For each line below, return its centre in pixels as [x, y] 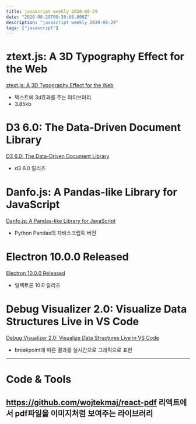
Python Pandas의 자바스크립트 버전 [55, 233]
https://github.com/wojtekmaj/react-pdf [82, 402]
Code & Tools [39, 379]
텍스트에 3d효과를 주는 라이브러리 [53, 98]
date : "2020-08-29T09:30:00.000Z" [48, 17]
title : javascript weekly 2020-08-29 [52, 11]
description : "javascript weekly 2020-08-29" [62, 22]
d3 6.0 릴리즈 [30, 168]
